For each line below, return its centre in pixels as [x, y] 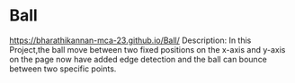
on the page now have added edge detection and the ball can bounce [139, 59]
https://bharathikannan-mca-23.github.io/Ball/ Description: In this [130, 40]
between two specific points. [63, 69]
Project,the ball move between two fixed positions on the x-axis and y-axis [147, 49]
